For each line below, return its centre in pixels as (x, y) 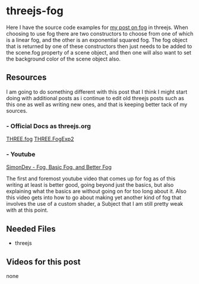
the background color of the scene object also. (63, 59)
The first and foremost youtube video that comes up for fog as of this (91, 178)
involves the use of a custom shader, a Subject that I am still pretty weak (95, 204)
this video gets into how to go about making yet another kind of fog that (94, 197)
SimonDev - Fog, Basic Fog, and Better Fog (59, 167)
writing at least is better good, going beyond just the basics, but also (90, 185)
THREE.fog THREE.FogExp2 (40, 139)
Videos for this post (43, 262)
